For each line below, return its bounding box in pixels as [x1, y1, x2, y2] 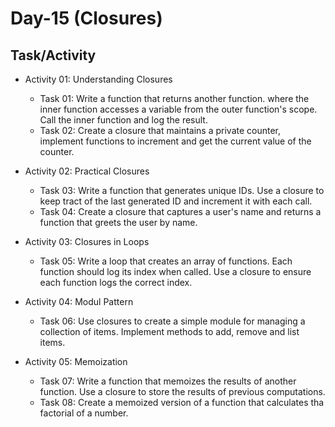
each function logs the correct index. [39, 277, 193, 288]
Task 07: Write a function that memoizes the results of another [39, 375, 297, 387]
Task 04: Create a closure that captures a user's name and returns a [39, 206, 322, 217]
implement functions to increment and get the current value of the [39, 135, 312, 147]
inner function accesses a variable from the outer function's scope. [39, 103, 318, 115]
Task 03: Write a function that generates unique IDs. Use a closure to [39, 185, 325, 196]
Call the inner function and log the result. [39, 114, 208, 126]
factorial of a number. [39, 407, 129, 419]
